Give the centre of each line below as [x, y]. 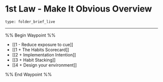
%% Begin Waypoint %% [30, 35]
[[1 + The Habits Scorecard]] [41, 50]
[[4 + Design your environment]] [44, 65]
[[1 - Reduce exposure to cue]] [43, 44]
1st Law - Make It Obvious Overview [79, 9]
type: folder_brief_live [30, 22]
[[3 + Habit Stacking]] [34, 60]
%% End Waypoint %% [28, 74]
